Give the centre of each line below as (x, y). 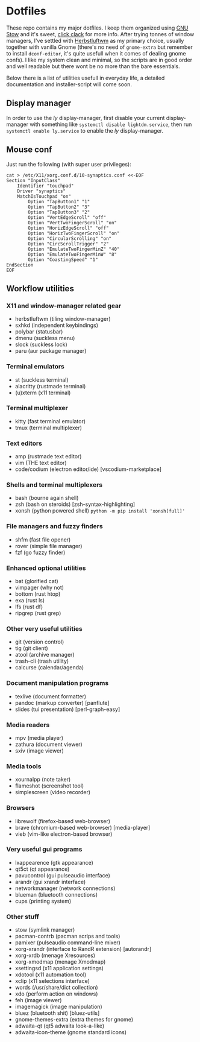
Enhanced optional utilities (46, 568)
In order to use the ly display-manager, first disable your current (86, 118)
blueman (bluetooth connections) (56, 894)
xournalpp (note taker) (43, 780)
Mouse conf (29, 150)
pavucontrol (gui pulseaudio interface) (62, 875)
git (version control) (39, 642)
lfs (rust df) (29, 607)
